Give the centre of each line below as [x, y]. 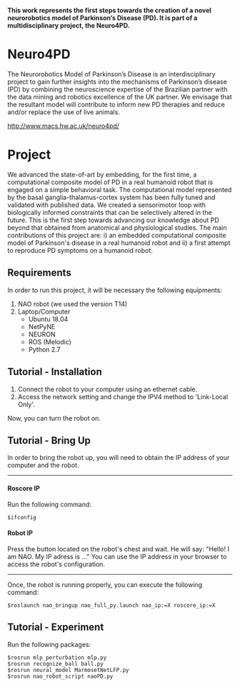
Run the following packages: [49, 644]
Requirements [39, 273]
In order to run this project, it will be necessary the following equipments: [115, 290]
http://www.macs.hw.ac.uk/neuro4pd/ [64, 126]
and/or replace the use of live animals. [64, 112]
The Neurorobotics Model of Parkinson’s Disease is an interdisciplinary [111, 74]
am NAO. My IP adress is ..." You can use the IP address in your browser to [117, 556]
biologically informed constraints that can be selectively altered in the [110, 212]
